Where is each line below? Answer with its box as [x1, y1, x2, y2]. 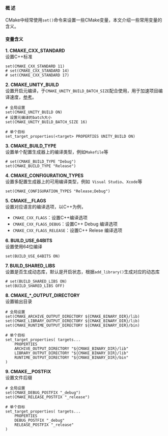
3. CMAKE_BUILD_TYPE [5, 143, 57, 149]
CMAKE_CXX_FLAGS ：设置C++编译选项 [12, 215, 88, 221]
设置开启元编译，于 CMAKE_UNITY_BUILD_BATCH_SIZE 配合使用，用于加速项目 [5, 88, 159, 94]
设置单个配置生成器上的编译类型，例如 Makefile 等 [5, 149, 108, 155]
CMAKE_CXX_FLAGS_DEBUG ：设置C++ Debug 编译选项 [12, 221, 118, 227]
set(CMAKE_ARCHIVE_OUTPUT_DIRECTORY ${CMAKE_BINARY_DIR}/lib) [5, 314, 140, 319]
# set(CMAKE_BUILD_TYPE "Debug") [5, 159, 76, 164]
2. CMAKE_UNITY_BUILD [5, 82, 60, 88]
